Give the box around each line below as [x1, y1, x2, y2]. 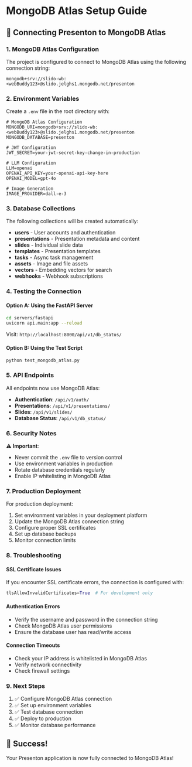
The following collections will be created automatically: [6, 218, 139, 225]
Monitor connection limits [14, 537, 76, 544]
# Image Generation [6, 186, 54, 192]
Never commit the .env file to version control [14, 454, 122, 461]
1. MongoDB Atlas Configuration [6, 45, 100, 53]
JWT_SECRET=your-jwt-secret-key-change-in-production [6, 150, 140, 156]
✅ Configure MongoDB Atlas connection [14, 696, 112, 703]
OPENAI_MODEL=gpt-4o [6, 176, 57, 182]
